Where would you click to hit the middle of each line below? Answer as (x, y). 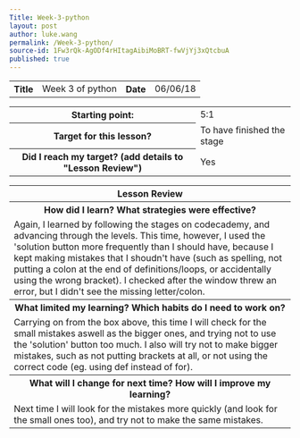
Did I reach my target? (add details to (103, 157)
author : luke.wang (43, 34)
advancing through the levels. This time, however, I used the (140, 236)
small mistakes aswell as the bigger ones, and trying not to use (145, 333)
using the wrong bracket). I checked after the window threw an (145, 280)
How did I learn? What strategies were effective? (150, 210)
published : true (39, 59)
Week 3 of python (79, 88)
